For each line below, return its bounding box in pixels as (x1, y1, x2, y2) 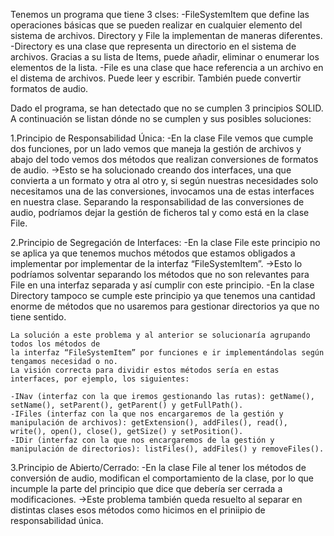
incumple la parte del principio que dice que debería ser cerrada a (10, 483, 283, 494)
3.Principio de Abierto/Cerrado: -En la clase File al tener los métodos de (10, 462, 307, 473)
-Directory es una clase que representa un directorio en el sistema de (10, 40, 297, 52)
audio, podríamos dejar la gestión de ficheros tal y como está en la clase (10, 207, 310, 218)
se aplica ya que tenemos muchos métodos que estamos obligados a (10, 247, 296, 259)
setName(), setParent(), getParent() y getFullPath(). (10, 400, 244, 410)
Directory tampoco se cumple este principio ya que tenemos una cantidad (10, 290, 316, 301)
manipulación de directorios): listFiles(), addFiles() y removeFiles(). (10, 444, 325, 454)
